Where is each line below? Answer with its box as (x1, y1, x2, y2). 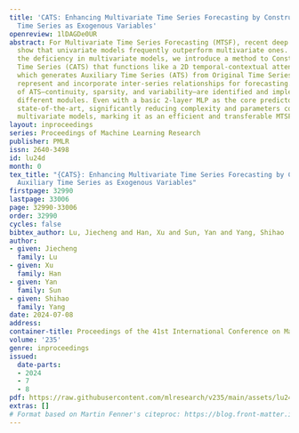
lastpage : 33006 (9, 195, 69, 204)
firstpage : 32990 (9, 187, 74, 196)
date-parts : (17, 360, 62, 369)
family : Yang (17, 302, 66, 311)
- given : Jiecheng (9, 245, 77, 253)
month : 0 (9, 162, 42, 171)
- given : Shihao (9, 294, 69, 303)
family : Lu (17, 253, 58, 262)
